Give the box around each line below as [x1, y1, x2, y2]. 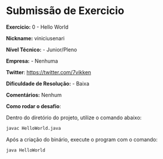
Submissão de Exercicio [6, 4, 125, 18]
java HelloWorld [6, 147, 45, 153]
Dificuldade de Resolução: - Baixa [6, 80, 90, 87]
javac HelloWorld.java [6, 125, 61, 131]
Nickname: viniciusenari [6, 34, 65, 42]
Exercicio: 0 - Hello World [6, 23, 69, 30]
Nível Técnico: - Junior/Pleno [6, 46, 77, 53]
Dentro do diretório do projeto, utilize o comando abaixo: [6, 114, 142, 121]
